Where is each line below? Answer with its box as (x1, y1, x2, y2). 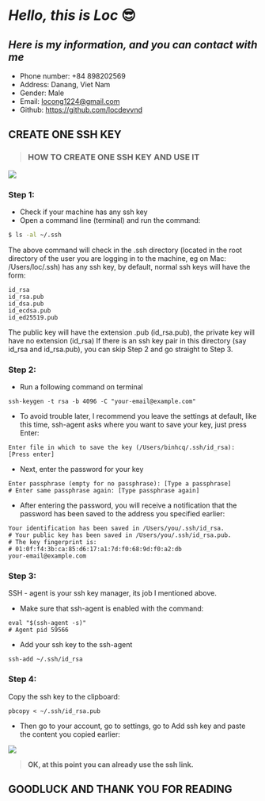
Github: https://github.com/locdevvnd (19, 105, 143, 114)
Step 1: (8, 189, 35, 200)
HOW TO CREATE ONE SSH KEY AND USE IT (27, 151, 200, 163)
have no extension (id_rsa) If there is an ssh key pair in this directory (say (8, 335, 247, 345)
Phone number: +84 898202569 (19, 71, 127, 81)
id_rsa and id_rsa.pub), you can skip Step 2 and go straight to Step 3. (8, 344, 233, 354)
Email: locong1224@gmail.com (19, 97, 120, 105)
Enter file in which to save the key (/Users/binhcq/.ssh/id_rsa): (8, 443, 236, 452)
